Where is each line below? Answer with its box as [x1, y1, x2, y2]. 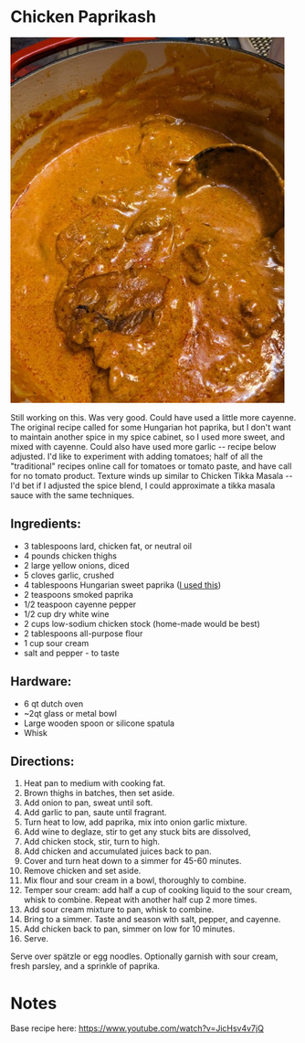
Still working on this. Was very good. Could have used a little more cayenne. [10, 411, 297, 422]
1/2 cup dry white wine [23, 608, 110, 619]
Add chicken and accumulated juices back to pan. [23, 846, 213, 857]
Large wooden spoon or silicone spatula [23, 718, 175, 729]
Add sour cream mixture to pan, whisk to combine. [23, 904, 215, 915]
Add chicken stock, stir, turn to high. [23, 836, 161, 847]
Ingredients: [10, 516, 81, 532]
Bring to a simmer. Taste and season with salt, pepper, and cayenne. [23, 914, 281, 925]
